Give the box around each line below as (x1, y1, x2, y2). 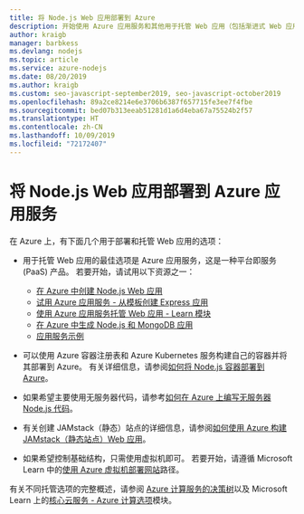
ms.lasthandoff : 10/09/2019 (9, 131, 116, 140)
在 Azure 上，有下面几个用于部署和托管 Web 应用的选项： (9, 235, 224, 246)
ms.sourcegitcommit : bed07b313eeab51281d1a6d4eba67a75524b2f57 (9, 106, 253, 115)
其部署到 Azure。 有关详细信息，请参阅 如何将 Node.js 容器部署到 (22, 361, 265, 372)
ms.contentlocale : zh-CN (9, 123, 103, 132)
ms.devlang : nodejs (9, 47, 83, 56)
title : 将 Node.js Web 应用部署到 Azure (9, 13, 156, 23)
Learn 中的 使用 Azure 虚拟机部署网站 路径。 (22, 463, 185, 475)
